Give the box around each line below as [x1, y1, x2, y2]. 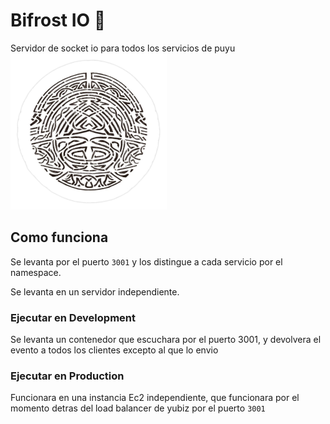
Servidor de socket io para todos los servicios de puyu [10, 42, 236, 54]
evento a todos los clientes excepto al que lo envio [10, 344, 219, 356]
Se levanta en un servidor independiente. [10, 285, 180, 298]
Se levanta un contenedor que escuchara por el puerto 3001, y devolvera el [10, 334, 322, 346]
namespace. [10, 266, 62, 278]
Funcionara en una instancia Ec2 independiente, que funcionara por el [10, 392, 300, 404]
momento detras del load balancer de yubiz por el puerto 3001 [10, 402, 266, 414]
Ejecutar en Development [10, 310, 136, 324]
